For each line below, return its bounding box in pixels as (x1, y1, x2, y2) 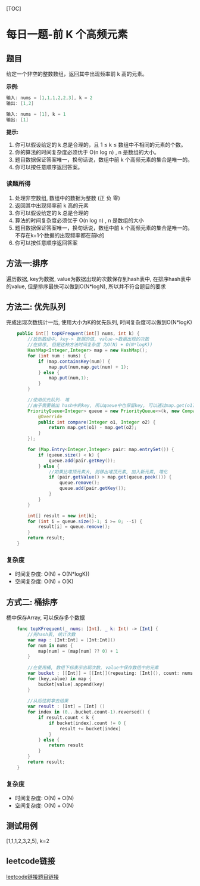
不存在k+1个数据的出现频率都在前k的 (14, 231, 105, 239)
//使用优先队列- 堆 (27, 397, 70, 403)
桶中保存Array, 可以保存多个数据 (6, 614, 85, 621)
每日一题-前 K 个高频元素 (6, 28, 128, 41)
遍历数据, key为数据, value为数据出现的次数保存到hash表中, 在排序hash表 (6, 275, 186, 282)
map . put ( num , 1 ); (48, 375, 89, 381)
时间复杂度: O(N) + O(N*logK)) (14, 570, 90, 578)
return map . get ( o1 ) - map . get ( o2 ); (48, 425, 137, 431)
